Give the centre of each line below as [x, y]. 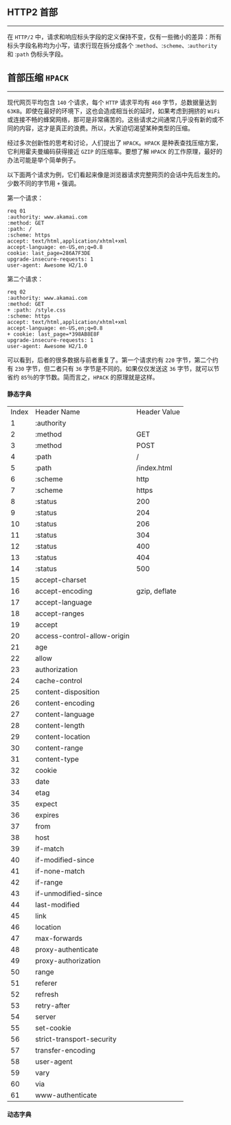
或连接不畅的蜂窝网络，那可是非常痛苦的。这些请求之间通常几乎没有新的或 [112, 119]
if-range [49, 882]
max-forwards [59, 938]
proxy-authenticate [67, 949]
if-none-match [60, 871]
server [46, 1017]
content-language [65, 714]
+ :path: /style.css [37, 310]
